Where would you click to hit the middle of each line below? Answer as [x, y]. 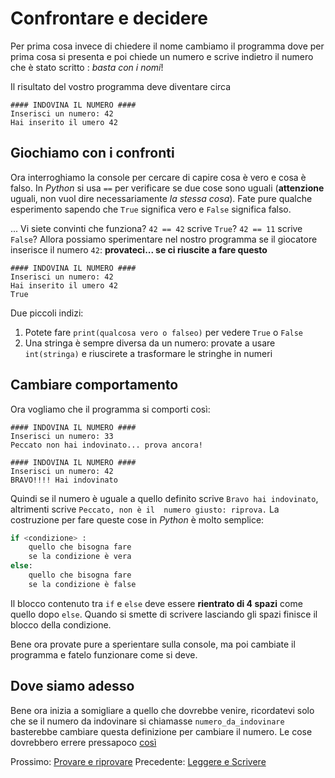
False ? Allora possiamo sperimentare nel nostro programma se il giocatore [164, 239]
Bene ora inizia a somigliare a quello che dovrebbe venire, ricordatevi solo [162, 710]
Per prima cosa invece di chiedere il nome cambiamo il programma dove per [167, 46]
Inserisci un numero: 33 [62, 436]
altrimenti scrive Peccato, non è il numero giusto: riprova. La [145, 509]
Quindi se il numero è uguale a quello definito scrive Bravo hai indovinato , [164, 498]
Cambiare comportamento [94, 385]
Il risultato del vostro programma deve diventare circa [121, 86]
